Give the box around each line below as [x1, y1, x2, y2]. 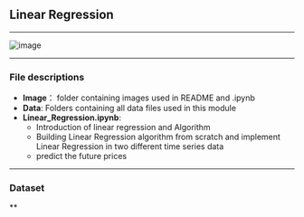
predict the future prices [35, 151, 128, 162]
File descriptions [9, 71, 85, 83]
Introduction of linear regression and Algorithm [35, 122, 211, 133]
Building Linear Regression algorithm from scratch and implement [35, 131, 280, 143]
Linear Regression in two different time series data [35, 141, 224, 152]
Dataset [9, 182, 45, 194]
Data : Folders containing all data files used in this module [22, 103, 237, 114]
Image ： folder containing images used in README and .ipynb [22, 92, 256, 103]
